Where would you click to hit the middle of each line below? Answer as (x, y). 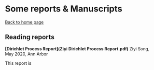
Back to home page (24, 22)
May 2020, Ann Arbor (27, 54)
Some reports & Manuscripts (64, 9)
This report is (18, 63)
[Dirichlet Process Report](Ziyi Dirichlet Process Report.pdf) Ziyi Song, (77, 48)
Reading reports (30, 37)
